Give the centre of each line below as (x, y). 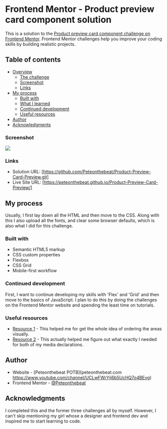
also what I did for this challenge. (39, 226)
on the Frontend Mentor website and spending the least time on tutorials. (80, 305)
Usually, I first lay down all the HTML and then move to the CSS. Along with (82, 215)
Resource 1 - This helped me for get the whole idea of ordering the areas (87, 329)
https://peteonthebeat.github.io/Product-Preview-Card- (101, 182)
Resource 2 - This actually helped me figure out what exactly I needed (84, 339)
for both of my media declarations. (48, 345)
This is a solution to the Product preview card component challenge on (78, 33)
